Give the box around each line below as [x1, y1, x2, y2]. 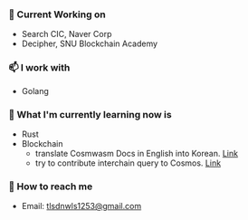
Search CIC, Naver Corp [21, 29, 112, 40]
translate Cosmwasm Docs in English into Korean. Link [34, 148, 239, 158]
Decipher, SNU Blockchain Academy [21, 38, 158, 49]
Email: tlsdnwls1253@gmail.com [21, 201, 142, 212]
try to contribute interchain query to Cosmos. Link [34, 158, 222, 168]
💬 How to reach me [8, 180, 93, 193]
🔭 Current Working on [8, 8, 106, 21]
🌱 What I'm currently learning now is [8, 108, 173, 120]
